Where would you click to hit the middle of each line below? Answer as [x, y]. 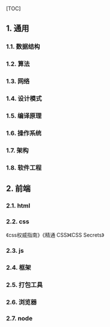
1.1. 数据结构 [23, 47]
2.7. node [19, 318]
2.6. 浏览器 [21, 302]
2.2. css [18, 222]
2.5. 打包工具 [24, 285]
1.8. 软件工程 [24, 167]
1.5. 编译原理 [24, 116]
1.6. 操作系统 [24, 133]
